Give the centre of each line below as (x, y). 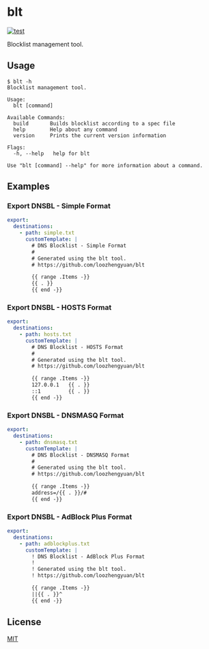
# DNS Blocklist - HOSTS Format (78, 347)
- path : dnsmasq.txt (48, 442)
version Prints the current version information (90, 135)
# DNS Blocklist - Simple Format (79, 245)
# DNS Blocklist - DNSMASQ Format (81, 455)
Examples (28, 187)
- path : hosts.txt (45, 334)
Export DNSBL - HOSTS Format (59, 307)
